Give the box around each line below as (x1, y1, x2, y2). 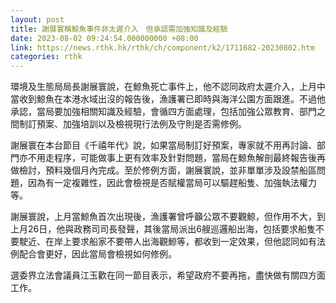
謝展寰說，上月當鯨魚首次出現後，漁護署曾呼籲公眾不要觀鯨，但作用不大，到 (10, 211, 326, 223)
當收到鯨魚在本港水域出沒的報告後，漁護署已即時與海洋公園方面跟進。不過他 (10, 93, 326, 105)
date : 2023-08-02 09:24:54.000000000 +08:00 (10, 33, 199, 43)
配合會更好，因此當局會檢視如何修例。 (18, 248, 177, 260)
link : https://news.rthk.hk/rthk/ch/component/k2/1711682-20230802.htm (10, 42, 315, 53)
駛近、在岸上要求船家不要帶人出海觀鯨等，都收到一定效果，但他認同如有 (18, 236, 317, 248)
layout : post (10, 14, 65, 25)
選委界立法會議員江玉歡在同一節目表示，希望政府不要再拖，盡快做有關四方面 (10, 269, 326, 281)
